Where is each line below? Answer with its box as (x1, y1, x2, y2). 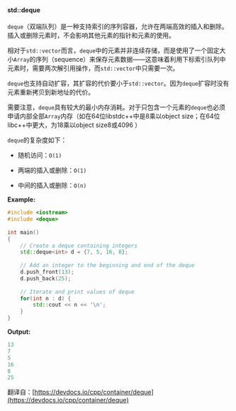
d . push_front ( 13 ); (20, 268, 74, 276)
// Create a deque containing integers (20, 242, 138, 249)
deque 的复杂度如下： (7, 136, 67, 145)
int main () (7, 229, 40, 236)
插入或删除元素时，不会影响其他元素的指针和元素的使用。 (7, 31, 175, 40)
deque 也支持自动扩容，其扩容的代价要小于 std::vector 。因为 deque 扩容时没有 (7, 79, 230, 88)
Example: (7, 195, 36, 204)
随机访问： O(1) (17, 151, 62, 160)
